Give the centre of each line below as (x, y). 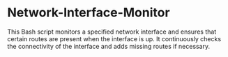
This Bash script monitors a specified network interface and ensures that (112, 32)
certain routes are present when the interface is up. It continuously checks (114, 38)
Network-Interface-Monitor (89, 13)
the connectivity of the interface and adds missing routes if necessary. (109, 46)
